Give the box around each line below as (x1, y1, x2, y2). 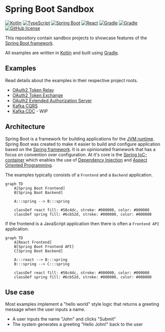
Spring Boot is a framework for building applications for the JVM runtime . (5, 136, 155, 142)
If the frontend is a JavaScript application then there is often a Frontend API (5, 220, 160, 227)
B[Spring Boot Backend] (14, 190, 63, 195)
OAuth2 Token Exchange (12, 92, 63, 98)
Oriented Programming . (5, 162, 53, 168)
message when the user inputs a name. (5, 307, 86, 313)
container (5, 157, 25, 163)
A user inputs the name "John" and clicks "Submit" (12, 316, 116, 322)
